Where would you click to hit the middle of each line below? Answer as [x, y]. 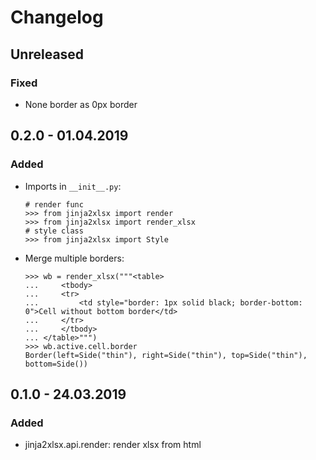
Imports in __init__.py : [73, 186]
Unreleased [47, 54]
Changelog [57, 17]
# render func [54, 204]
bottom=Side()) [56, 364]
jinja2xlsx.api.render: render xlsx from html [113, 445]
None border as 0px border [81, 104]
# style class [54, 231]
